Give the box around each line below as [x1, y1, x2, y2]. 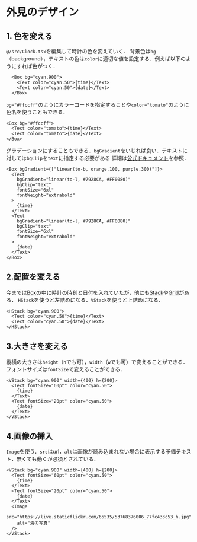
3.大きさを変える [6, 342, 68, 352]
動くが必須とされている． [36, 455, 99, 463]
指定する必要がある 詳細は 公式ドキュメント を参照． [63, 155, 189, 161]
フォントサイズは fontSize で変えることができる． [6, 365, 126, 372]
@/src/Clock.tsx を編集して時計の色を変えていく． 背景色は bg [6, 48, 156, 55]
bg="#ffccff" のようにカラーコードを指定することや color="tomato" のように [6, 101, 189, 108]
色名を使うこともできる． [6, 109, 69, 116]
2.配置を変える [6, 272, 60, 282]
